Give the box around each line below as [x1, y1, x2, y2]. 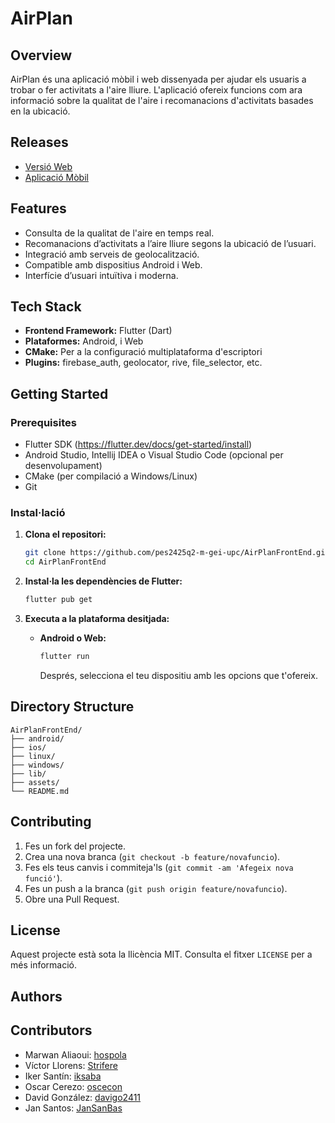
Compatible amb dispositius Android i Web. [24, 258, 203, 271]
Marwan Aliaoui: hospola [24, 1048, 127, 1061]
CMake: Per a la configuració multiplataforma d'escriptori [24, 346, 263, 358]
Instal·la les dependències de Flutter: [24, 575, 183, 587]
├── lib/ [10, 768, 47, 779]
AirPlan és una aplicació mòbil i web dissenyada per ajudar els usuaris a [10, 73, 307, 85]
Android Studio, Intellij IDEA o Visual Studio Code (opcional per [24, 449, 284, 461]
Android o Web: [39, 632, 107, 644]
